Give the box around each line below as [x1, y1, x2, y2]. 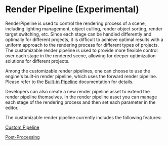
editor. [5, 104, 19, 111]
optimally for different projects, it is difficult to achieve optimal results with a [5, 37, 163, 43]
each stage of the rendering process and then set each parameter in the [5, 99, 156, 105]
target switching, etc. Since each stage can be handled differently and [5, 31, 152, 37]
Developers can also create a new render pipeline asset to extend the [5, 88, 150, 94]
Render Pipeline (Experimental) [5, 4, 139, 15]
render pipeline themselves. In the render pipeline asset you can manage [5, 94, 157, 100]
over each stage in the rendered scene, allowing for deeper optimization [5, 52, 156, 59]
